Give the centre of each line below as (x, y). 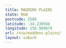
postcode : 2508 (21, 19)
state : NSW (16, 14)
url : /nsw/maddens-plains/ (33, 33)
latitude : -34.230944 (28, 24)
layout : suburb (21, 38)
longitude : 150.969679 (29, 28)
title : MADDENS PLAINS (29, 10)
